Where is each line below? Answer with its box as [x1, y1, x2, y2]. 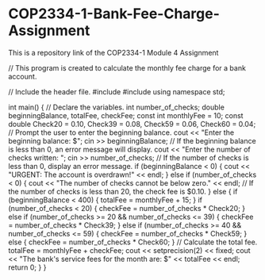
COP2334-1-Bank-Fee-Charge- [8, 5, 221, 23]
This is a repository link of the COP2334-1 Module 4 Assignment [8, 48, 219, 57]
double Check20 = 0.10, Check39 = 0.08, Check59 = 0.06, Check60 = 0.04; [8, 119, 256, 128]
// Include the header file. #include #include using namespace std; [8, 86, 225, 96]
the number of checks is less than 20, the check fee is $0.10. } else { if [8, 186, 238, 196]
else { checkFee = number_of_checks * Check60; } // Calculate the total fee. [8, 237, 258, 247]
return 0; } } [8, 263, 47, 272]
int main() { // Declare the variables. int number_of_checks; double [8, 102, 225, 112]
